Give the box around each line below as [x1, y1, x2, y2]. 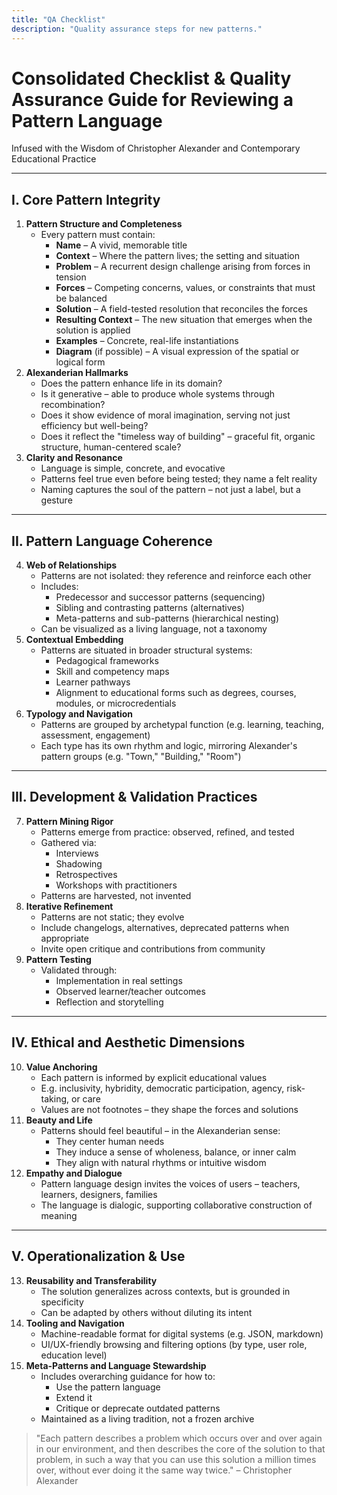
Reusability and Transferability [25, 1274, 158, 1286]
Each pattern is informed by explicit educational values [40, 1071, 268, 1083]
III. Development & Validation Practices [11, 789, 258, 806]
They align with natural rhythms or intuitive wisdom [55, 1156, 267, 1168]
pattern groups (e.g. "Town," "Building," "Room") [40, 751, 242, 763]
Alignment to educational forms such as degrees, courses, [55, 687, 297, 699]
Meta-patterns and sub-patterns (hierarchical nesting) [55, 612, 280, 625]
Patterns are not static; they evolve [40, 911, 185, 923]
